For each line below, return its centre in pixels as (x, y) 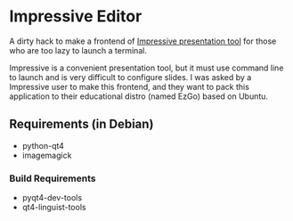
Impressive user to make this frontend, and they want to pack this (129, 86)
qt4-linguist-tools (54, 208)
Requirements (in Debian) (81, 124)
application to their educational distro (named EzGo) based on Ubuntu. (139, 96)
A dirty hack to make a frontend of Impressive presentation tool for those (143, 41)
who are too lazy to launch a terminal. (78, 50)
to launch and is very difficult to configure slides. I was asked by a (130, 77)
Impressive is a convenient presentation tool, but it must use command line (146, 68)
